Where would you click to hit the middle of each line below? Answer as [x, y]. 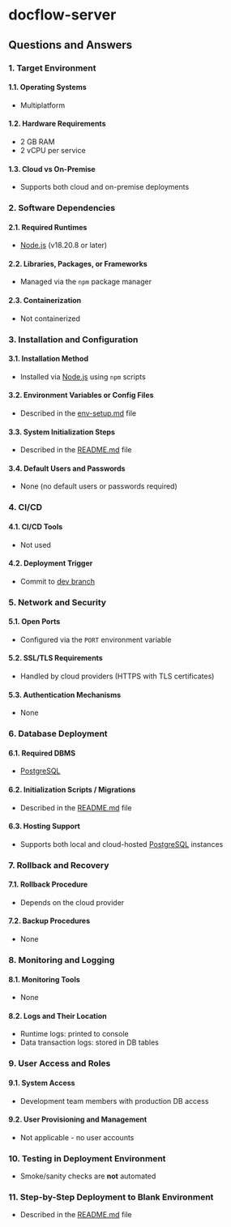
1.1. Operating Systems [47, 88]
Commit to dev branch [58, 581]
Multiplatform [43, 105]
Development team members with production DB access [114, 1101]
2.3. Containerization [45, 301]
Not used [35, 545]
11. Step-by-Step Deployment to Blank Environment [111, 1197]
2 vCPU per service [53, 150]
